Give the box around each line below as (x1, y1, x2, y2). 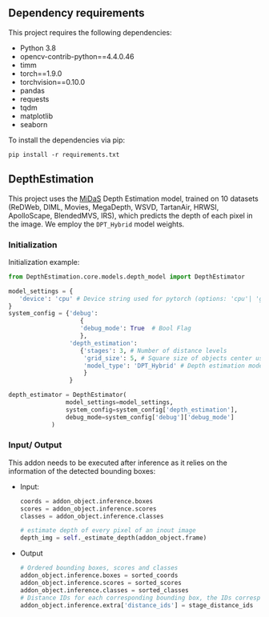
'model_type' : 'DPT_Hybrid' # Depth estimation (83, 362, 246, 370)
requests (19, 94, 50, 103)
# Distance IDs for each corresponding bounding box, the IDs (19, 594, 232, 602)
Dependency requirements (8, 6, 146, 20)
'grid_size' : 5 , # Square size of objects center (83, 354, 252, 363)
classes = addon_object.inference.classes (19, 512, 164, 520)
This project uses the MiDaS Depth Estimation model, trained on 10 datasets (8, 194, 259, 203)
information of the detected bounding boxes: (8, 466, 156, 475)
